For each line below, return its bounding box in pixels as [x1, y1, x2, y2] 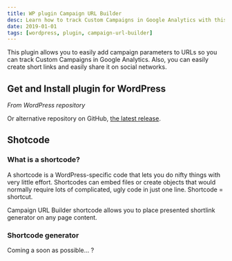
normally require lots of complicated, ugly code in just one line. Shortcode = [7, 185, 223, 194]
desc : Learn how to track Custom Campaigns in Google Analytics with [7, 17, 212, 23]
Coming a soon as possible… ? [7, 246, 95, 255]
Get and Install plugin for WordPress [7, 83, 166, 94]
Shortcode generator [7, 230, 79, 240]
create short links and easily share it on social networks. [7, 63, 167, 71]
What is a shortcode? [7, 155, 81, 165]
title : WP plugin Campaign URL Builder [7, 10, 122, 17]
